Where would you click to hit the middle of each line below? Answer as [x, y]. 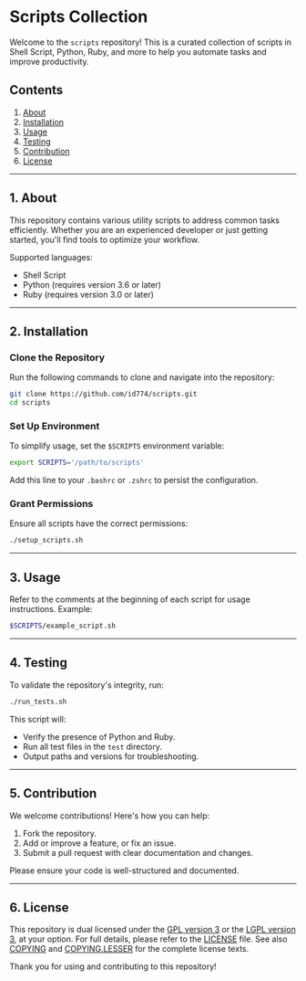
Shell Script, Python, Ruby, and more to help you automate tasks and [138, 51]
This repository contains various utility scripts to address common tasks [145, 220]
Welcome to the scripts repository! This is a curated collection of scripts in [150, 42]
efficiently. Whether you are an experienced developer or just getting [139, 229]
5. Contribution [53, 793]
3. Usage [35, 577]
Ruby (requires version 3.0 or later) [88, 294]
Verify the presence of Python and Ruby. [99, 736]
